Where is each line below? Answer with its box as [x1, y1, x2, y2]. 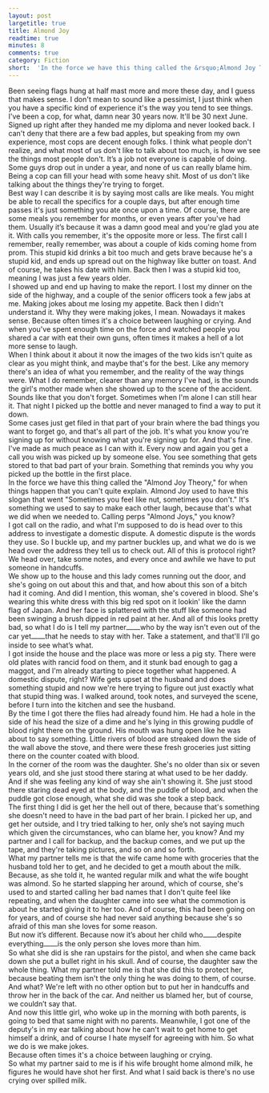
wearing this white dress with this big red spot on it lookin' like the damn [8, 596, 247, 606]
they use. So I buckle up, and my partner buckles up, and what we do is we [8, 537, 256, 546]
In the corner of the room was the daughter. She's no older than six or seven [8, 759, 260, 769]
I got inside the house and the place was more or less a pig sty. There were [8, 648, 256, 658]
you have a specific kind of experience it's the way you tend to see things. [8, 103, 254, 112]
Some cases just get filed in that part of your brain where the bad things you [8, 417, 260, 427]
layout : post [8, 11, 52, 20]
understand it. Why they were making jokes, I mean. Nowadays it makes [8, 307, 246, 317]
